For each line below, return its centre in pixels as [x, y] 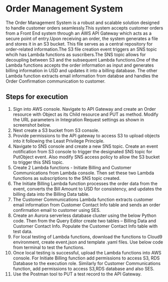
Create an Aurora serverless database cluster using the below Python [84, 215]
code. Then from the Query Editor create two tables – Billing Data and [84, 220]
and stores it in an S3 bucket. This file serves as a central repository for [79, 44]
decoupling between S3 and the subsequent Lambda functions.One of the [82, 60]
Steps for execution [37, 97]
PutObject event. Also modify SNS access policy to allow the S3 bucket [86, 157]
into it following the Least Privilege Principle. [58, 141]
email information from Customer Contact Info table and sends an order [86, 205]
